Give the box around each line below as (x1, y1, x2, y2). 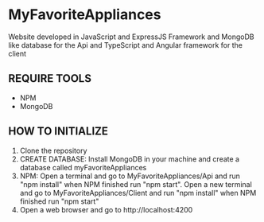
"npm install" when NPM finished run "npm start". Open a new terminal (19, 179, 252, 189)
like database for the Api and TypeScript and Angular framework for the (8, 40, 243, 49)
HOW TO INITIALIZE (8, 125, 109, 138)
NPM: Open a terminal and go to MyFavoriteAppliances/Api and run (19, 171, 241, 181)
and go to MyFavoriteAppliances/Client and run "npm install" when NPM (19, 188, 257, 197)
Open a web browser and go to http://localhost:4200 (19, 204, 193, 214)
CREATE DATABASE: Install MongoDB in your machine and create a (19, 154, 240, 164)
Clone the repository (19, 146, 87, 155)
